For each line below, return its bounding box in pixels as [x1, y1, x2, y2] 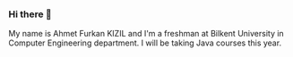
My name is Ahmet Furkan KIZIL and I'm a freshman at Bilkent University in [8, 28, 284, 39]
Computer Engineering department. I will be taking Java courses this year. [8, 37, 282, 48]
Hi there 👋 [8, 8, 53, 20]
